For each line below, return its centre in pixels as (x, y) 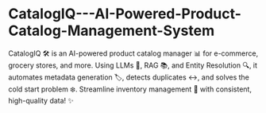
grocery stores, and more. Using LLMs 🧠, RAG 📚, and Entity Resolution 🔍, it (133, 65)
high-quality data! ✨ (41, 100)
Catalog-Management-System (112, 31)
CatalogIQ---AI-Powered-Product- (125, 14)
